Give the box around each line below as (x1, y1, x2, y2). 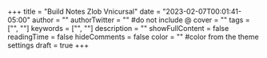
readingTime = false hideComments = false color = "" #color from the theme (7, 32, 259, 41)
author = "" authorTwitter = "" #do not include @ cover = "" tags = (32, 15, 250, 25)
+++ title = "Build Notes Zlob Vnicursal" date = (7, 7, 161, 16)
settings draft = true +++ (7, 41, 90, 50)
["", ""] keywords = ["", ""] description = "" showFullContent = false (7, 24, 229, 33)
